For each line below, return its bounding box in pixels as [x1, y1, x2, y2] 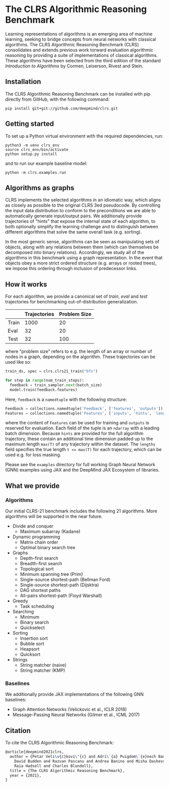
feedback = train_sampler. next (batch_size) [10, 382, 102, 388]
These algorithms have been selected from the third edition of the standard [5, 57, 161, 63]
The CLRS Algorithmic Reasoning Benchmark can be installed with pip [5, 91, 151, 97]
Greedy [12, 598, 29, 604]
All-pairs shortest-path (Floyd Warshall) [20, 592, 102, 599]
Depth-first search [20, 555, 59, 561]
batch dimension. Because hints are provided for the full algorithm [5, 430, 144, 436]
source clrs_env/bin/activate [5, 147, 69, 152]
